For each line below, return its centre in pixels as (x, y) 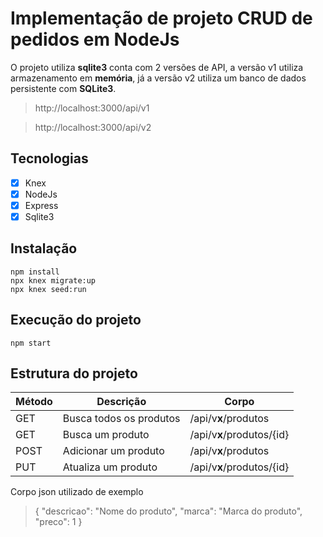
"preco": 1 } (58, 522)
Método (34, 402)
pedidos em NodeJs (95, 39)
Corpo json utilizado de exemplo (77, 492)
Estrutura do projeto (74, 373)
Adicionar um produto (113, 451)
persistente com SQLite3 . (63, 88)
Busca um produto (106, 435)
